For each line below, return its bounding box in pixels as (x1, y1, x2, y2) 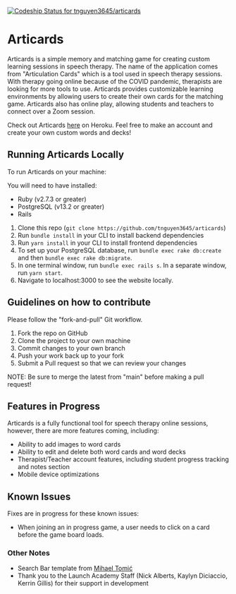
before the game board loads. (17, 531, 104, 539)
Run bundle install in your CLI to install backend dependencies (17, 231, 204, 239)
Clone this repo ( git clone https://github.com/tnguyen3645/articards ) (17, 223, 227, 232)
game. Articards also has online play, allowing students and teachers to (7, 99, 214, 108)
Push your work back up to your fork (17, 351, 125, 360)
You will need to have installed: (7, 181, 97, 190)
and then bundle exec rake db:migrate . (17, 253, 132, 262)
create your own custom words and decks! (7, 128, 132, 137)
